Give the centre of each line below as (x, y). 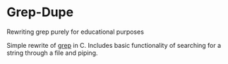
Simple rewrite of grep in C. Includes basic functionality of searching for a (114, 45)
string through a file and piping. (52, 53)
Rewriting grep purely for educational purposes (75, 32)
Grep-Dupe (40, 12)
